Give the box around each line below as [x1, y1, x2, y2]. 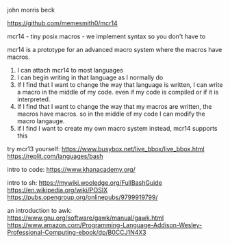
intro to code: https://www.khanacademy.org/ [7, 166, 136, 173]
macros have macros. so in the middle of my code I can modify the [16, 110, 205, 118]
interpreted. [16, 95, 51, 103]
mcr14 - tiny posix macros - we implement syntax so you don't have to [7, 32, 206, 40]
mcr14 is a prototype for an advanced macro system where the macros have [7, 46, 222, 53]
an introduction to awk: [7, 207, 72, 214]
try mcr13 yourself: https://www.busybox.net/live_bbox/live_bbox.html [7, 145, 205, 153]
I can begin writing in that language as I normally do [16, 73, 164, 81]
